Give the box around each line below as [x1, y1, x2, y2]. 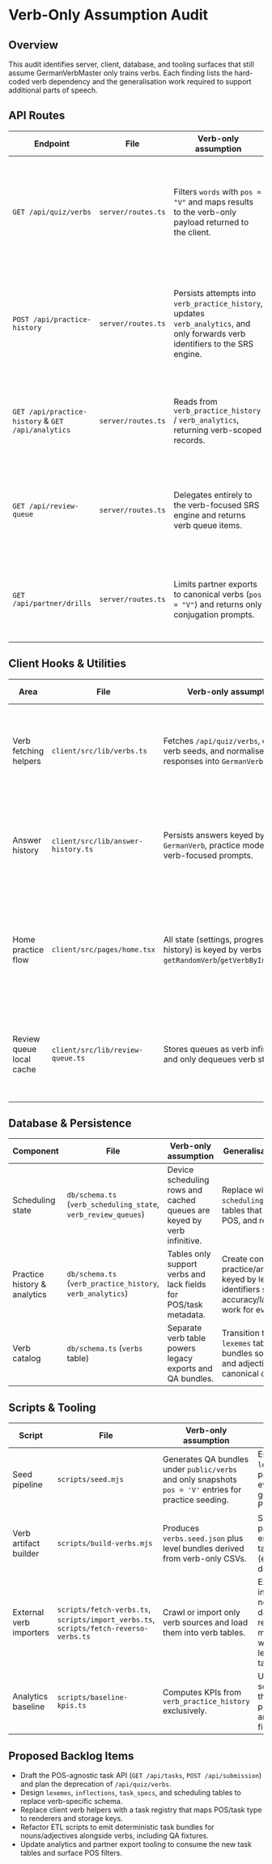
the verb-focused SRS [173, 499, 260, 510]
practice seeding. [162, 1494, 229, 1505]
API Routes [8, 109, 66, 122]
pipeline [12, 1479, 43, 1490]
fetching [12, 745, 45, 756]
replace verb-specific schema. [19, 1797, 123, 1806]
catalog [12, 1353, 41, 1364]
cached [167, 1195, 196, 1206]
